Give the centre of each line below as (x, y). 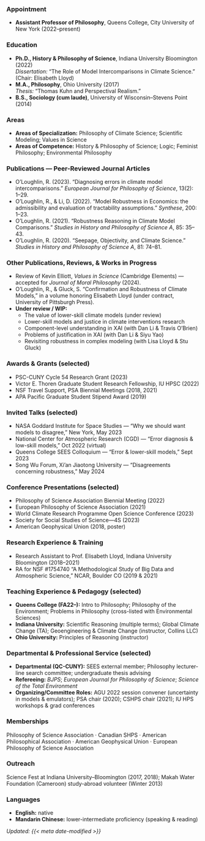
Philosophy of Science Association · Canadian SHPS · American (87, 735)
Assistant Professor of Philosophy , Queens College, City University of (105, 23)
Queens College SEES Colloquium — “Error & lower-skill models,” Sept (104, 452)
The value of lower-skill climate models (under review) (93, 315)
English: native (34, 813)
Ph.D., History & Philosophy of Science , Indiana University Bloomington (106, 58)
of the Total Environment (46, 686)
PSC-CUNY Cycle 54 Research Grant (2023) (71, 377)
